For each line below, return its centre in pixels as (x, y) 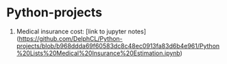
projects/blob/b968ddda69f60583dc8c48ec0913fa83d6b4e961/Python (118, 46)
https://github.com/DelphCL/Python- (71, 38)
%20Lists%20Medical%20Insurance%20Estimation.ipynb (98, 53)
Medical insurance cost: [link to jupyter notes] (81, 31)
